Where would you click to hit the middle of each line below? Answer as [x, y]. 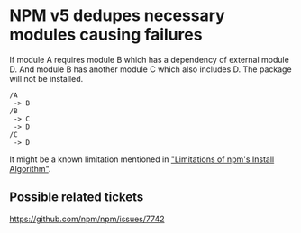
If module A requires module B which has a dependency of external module [150, 59]
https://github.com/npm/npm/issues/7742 [87, 219]
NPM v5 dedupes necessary [117, 16]
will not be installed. [46, 78]
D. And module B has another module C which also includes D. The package [150, 69]
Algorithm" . [30, 168]
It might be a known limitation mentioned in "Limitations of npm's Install [142, 159]
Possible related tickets [77, 197]
